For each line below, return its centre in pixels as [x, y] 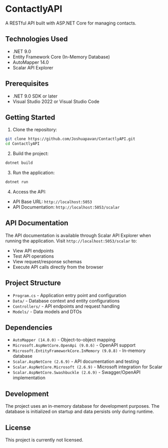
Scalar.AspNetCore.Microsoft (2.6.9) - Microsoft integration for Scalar [88, 367]
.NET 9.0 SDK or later [35, 96]
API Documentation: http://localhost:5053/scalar [66, 207]
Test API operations [33, 256]
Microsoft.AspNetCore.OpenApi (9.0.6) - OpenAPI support [74, 345]
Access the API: [29, 191]
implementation [29, 378]
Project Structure [33, 283]
